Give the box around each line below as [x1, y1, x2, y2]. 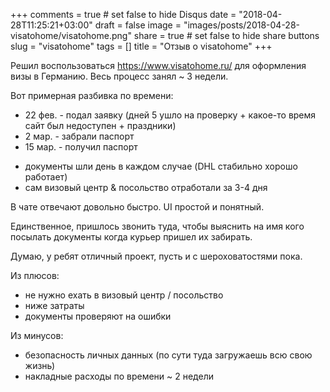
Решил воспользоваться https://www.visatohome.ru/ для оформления [10, 60, 307, 71]
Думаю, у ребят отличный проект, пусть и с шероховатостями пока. [10, 250, 303, 262]
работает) [24, 171, 68, 183]
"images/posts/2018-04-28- [183, 19, 300, 31]
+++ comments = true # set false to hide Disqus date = [10, 9, 237, 20]
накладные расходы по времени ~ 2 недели [24, 370, 214, 382]
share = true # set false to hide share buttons [133, 30, 320, 41]
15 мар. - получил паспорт [24, 141, 138, 153]
